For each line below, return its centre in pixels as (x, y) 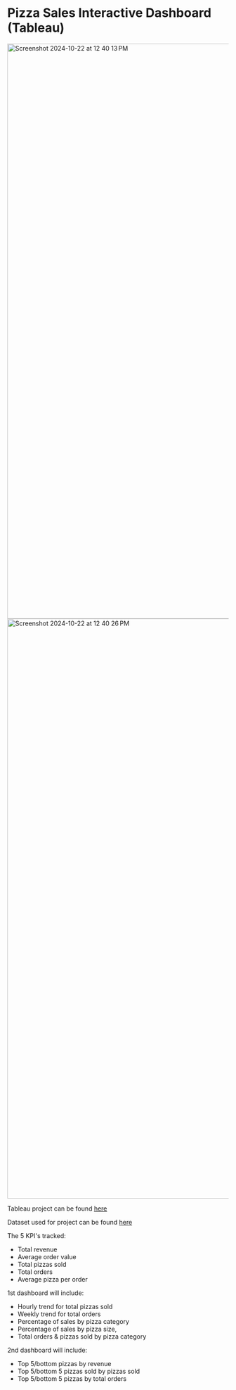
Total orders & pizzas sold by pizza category (82, 1336)
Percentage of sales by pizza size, (67, 1329)
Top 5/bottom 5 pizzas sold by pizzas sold (79, 1371)
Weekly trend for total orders (59, 1314)
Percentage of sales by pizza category (73, 1321)
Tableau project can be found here (57, 1209)
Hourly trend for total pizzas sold (65, 1306)
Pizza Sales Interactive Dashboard (110, 13)
